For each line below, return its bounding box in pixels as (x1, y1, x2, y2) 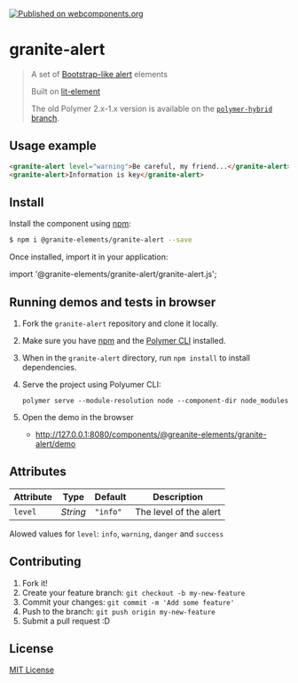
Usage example (9, 139, 98, 154)
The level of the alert (134, 505, 222, 518)
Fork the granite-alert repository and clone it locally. (21, 318, 219, 329)
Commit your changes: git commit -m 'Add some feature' (21, 596, 235, 608)
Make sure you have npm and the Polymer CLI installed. (21, 336, 226, 345)
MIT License (9, 664, 55, 675)
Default (94, 490, 127, 503)
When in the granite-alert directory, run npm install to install (21, 353, 251, 363)
